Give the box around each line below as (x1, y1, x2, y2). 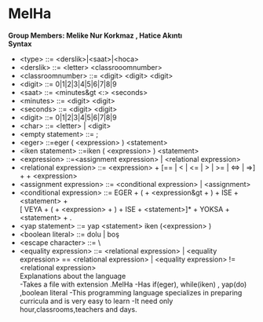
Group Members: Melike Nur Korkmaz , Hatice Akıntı (8, 31, 183, 40)
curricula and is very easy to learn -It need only (19, 296, 174, 306)
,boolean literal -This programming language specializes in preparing (19, 287, 243, 297)
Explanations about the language (19, 271, 126, 280)
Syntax (8, 38, 32, 48)
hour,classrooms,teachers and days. (19, 304, 137, 314)
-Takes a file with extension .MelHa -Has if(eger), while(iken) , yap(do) (19, 280, 247, 289)
